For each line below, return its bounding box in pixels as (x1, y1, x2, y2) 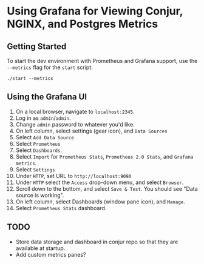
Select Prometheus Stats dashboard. (15, 204, 107, 211)
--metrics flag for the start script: (7, 64, 93, 71)
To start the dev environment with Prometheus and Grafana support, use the (7, 58, 198, 64)
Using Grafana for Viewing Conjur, (7, 4, 183, 18)
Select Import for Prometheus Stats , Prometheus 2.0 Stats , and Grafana (15, 153, 194, 160)
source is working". (15, 191, 64, 199)
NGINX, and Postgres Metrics (7, 17, 158, 31)
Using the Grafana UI (7, 92, 87, 102)
